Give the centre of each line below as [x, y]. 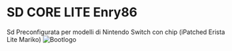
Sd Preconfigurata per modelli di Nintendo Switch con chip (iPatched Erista [116, 32]
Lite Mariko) [24, 39]
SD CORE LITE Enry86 [72, 12]
